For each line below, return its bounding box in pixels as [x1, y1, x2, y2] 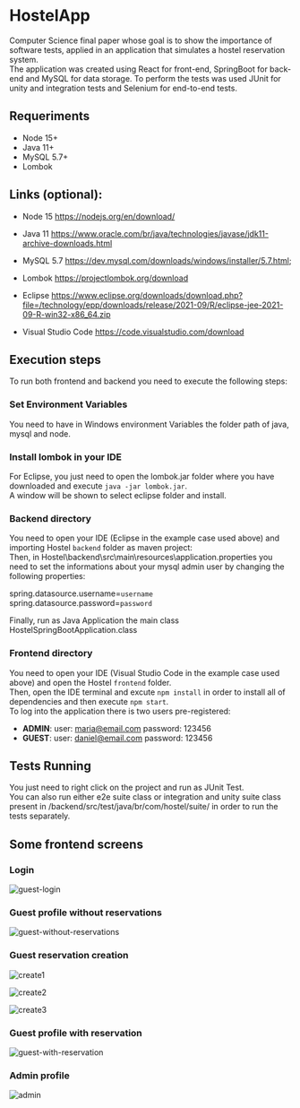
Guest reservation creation [9, 949, 129, 962]
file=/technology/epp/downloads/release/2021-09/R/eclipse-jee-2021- [21, 299, 284, 310]
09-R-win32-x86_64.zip [21, 308, 111, 319]
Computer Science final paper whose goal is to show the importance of [9, 35, 273, 46]
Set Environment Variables [9, 398, 128, 411]
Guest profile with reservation [9, 1026, 143, 1039]
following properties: [9, 571, 86, 582]
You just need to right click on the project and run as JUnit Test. [9, 782, 244, 793]
